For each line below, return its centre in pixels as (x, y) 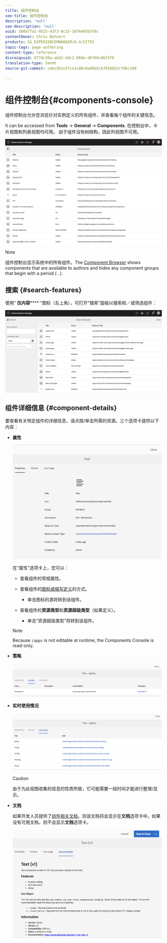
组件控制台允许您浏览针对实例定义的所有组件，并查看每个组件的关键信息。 (81, 115)
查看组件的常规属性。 (42, 578)
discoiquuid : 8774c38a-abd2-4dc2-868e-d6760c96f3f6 (60, 58)
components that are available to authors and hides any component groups (82, 268)
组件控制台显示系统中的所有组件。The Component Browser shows (73, 262)
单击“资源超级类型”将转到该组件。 (62, 621)
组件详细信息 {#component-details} (61, 408)
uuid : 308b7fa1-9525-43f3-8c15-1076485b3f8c (52, 32)
